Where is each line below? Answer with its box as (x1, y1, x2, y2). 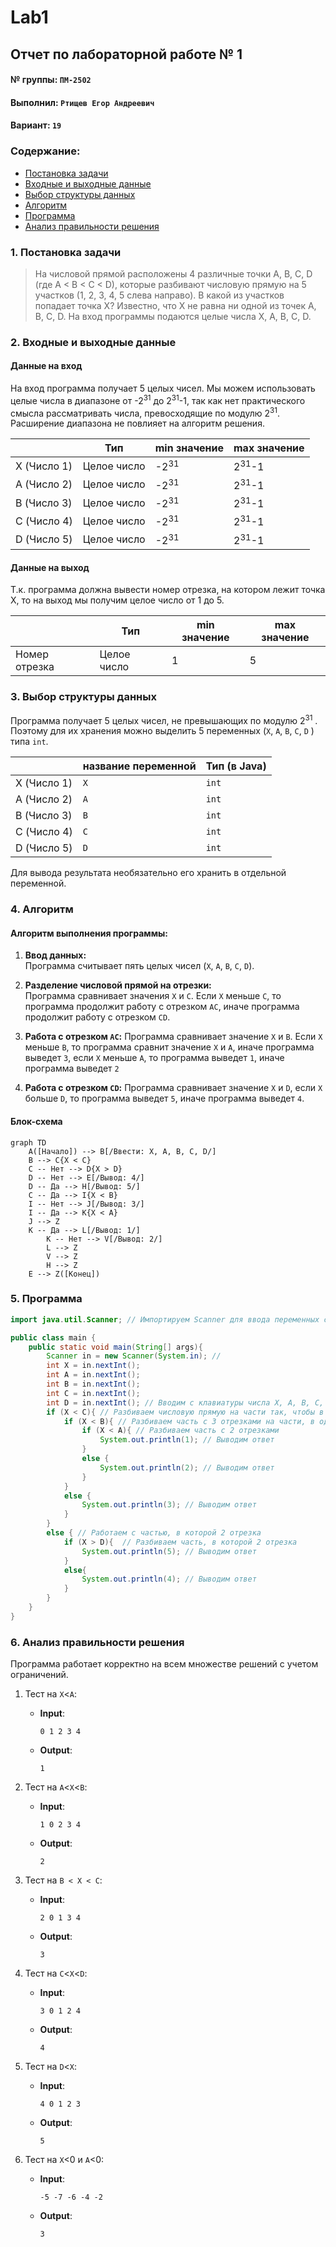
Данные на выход (10, 561, 90, 573)
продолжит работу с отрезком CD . (24, 1011, 171, 1023)
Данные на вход (10, 360, 83, 372)
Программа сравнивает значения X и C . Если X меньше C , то (24, 990, 282, 1002)
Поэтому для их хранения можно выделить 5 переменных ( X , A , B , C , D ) (10, 725, 315, 737)
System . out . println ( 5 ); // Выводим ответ (81, 1546, 257, 1556)
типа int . (10, 736, 49, 748)
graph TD (10, 1137, 47, 1148)
